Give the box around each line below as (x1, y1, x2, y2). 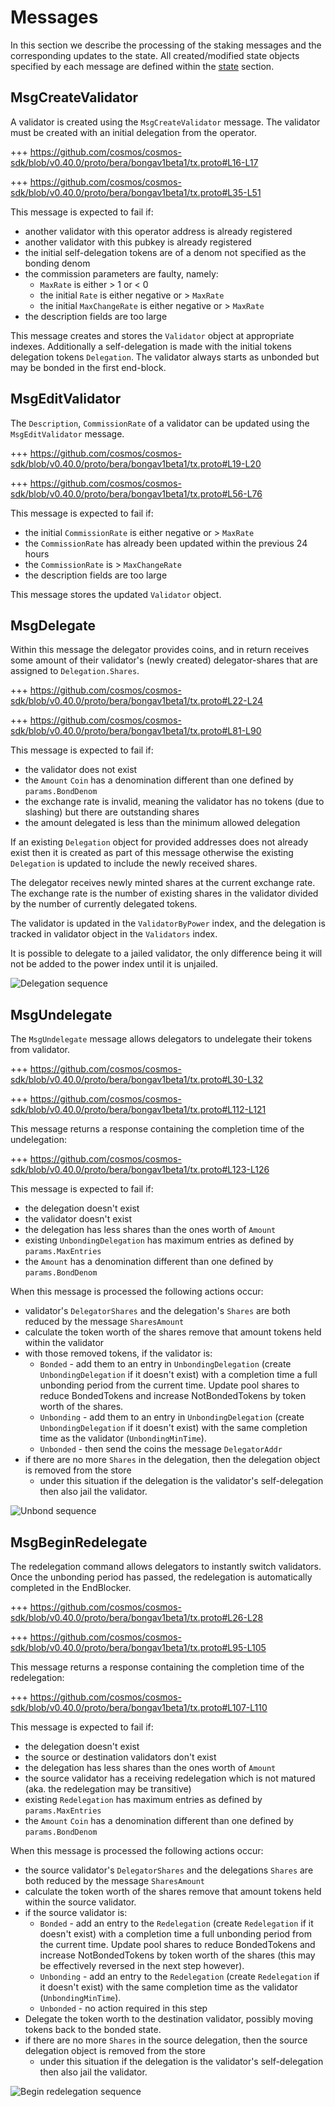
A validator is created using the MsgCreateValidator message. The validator (10, 116, 321, 128)
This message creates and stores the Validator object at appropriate (10, 329, 295, 341)
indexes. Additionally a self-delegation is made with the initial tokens (10, 340, 292, 352)
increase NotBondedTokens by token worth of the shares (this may (39, 1949, 316, 1961)
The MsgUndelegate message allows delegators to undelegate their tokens (10, 1033, 313, 1045)
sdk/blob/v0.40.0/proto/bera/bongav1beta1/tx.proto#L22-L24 (10, 695, 264, 707)
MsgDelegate (10, 617, 96, 634)
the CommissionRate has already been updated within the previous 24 (24, 537, 308, 549)
